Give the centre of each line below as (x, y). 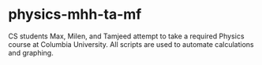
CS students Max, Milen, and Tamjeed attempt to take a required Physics (126, 36)
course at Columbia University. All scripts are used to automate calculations (131, 44)
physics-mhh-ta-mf (75, 14)
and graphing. (31, 52)
